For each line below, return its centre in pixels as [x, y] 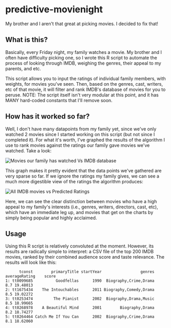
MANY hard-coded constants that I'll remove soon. [59, 100]
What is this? [27, 40]
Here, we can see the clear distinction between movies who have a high [81, 201]
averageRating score [31, 276]
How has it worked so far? [48, 117]
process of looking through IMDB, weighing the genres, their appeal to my [83, 63]
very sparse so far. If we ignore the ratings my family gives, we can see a [82, 176]
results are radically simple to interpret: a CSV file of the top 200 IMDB [80, 252]
